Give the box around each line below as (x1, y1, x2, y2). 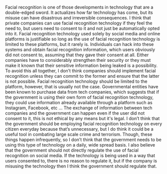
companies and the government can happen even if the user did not (5, 110, 145, 116)
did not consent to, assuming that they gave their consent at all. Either (5, 52, 149, 58)
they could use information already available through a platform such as (5, 100, 153, 105)
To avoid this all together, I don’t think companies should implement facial (5, 68, 156, 74)
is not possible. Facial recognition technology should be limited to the (5, 78, 148, 84)
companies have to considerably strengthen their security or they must (5, 57, 151, 63)
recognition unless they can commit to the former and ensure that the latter (5, 73, 160, 79)
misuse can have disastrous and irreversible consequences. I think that (5, 15, 151, 20)
